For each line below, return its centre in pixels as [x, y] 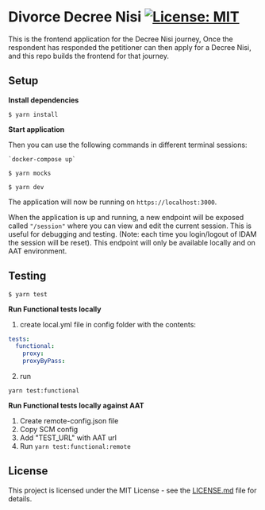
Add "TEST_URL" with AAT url [68, 438]
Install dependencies [44, 100]
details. [20, 498]
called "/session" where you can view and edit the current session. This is [130, 226]
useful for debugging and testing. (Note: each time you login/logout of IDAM [132, 234]
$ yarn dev [26, 187]
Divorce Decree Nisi [75, 17]
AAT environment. [38, 251]
